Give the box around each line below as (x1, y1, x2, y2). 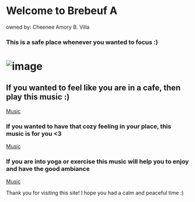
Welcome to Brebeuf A (6, 4, 118, 18)
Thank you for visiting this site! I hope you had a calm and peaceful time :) (6, 189, 184, 197)
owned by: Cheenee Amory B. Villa (6, 23, 90, 30)
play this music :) (6, 92, 70, 102)
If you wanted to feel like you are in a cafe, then (6, 83, 181, 93)
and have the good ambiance (6, 165, 90, 173)
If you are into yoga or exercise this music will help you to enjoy (6, 158, 189, 166)
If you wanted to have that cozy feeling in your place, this (6, 122, 172, 130)
